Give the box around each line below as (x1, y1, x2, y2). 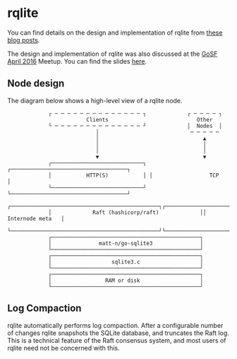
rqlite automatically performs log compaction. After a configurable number (7, 321, 224, 329)
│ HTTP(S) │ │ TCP (48, 172, 219, 179)
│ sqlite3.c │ (48, 258, 203, 266)
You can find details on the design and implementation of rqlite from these (7, 28, 223, 37)
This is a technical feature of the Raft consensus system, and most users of (7, 336, 227, 344)
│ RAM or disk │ (48, 277, 203, 284)
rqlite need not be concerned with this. (7, 343, 120, 352)
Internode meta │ (7, 215, 65, 222)
